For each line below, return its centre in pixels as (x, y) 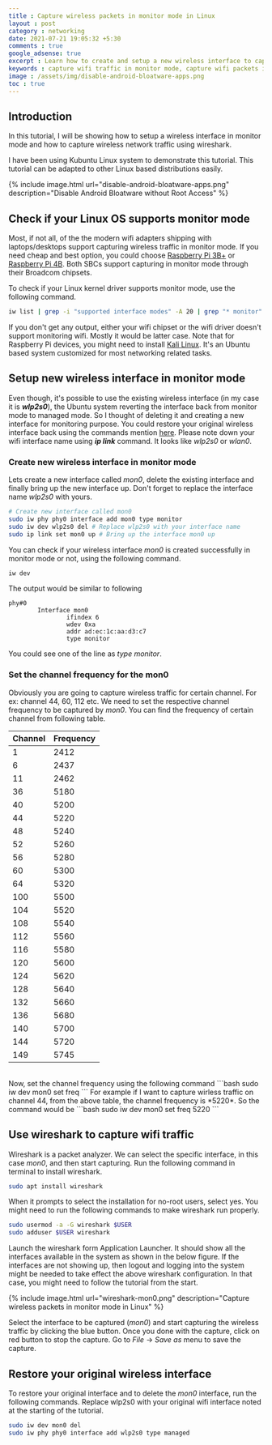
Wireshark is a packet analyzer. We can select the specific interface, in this (134, 1154)
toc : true (27, 83)
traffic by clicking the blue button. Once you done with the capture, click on (134, 1331)
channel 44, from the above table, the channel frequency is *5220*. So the (134, 1100)
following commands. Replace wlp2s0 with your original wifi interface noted (135, 1402)
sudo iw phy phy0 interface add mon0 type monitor (96, 519)
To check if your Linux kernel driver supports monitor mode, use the (122, 288)
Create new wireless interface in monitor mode (102, 462)
